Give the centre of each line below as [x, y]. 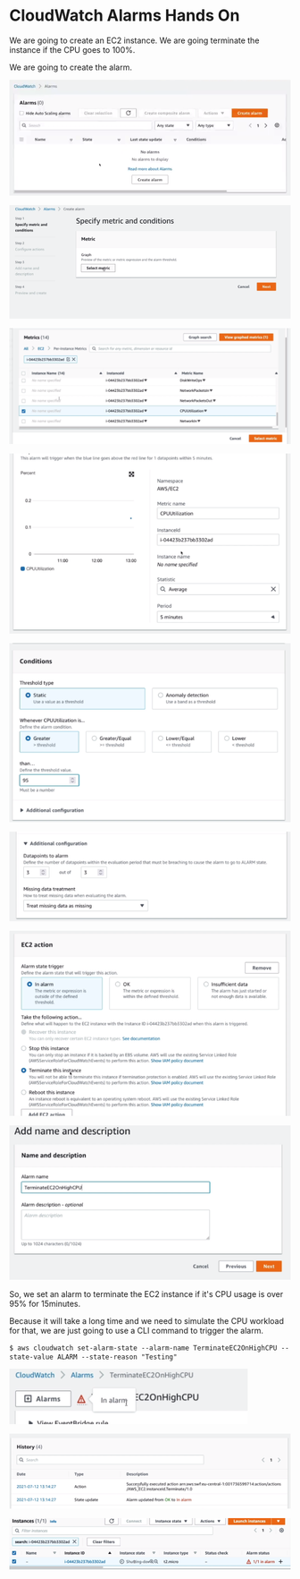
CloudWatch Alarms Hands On [125, 16]
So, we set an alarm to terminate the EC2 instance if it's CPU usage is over [146, 1293]
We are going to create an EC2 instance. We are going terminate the [134, 40]
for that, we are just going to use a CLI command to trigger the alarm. [136, 1330]
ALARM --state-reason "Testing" [117, 1357]
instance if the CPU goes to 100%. [72, 49]
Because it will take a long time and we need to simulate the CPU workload [146, 1320]
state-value [31, 1357]
